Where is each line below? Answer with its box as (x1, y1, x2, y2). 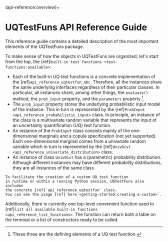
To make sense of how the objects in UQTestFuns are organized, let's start (5, 53, 159, 59)
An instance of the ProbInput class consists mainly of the (12, 127, 130, 133)
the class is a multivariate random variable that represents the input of (12, 117, 157, 123)
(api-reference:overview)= (5, 4, 60, 10)
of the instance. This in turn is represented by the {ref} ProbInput (12, 106, 145, 112)
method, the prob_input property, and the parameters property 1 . (12, 94, 145, 101)
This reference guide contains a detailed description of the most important (5, 38, 158, 44)
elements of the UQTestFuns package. (5, 43, 84, 49)
